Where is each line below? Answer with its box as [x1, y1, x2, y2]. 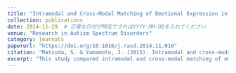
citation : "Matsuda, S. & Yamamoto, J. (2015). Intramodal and [7, 49, 197, 56]
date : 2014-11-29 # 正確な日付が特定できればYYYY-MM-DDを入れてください [7, 23, 206, 30]
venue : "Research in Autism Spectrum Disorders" [7, 29, 152, 37]
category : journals [7, 36, 65, 43]
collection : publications [7, 17, 83, 24]
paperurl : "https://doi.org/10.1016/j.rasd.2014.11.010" [7, 42, 178, 49]
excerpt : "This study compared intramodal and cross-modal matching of [7, 56, 221, 63]
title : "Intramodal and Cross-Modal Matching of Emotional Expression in [7, 10, 228, 17]
